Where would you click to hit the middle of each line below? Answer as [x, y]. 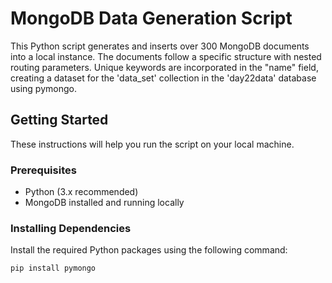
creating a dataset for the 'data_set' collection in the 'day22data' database [163, 78]
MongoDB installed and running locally [104, 203]
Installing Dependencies [71, 228]
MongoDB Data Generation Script [151, 18]
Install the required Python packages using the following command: [149, 250]
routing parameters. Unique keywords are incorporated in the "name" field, [164, 67]
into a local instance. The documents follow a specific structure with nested [166, 56]
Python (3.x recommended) [81, 192]
